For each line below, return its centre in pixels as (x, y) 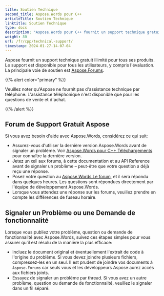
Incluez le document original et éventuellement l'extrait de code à (78, 252)
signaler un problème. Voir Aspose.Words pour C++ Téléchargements (82, 151)
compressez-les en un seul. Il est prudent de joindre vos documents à (82, 262)
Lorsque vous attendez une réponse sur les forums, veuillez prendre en (84, 192)
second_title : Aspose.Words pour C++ (43, 14)
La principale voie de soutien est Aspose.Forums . (55, 70)
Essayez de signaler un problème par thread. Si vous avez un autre (79, 278)
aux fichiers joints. (31, 273)
